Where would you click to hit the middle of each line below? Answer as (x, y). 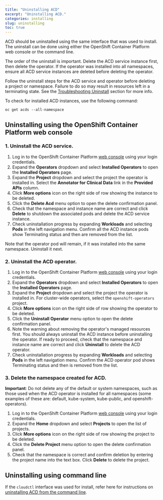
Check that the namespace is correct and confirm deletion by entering (82, 455)
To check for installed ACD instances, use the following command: (72, 101)
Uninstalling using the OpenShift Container (72, 125)
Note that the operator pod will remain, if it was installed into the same (75, 243)
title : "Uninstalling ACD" (32, 9)
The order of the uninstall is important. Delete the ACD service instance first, (82, 61)
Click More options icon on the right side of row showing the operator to (85, 308)
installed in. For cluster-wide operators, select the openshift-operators (83, 298)
